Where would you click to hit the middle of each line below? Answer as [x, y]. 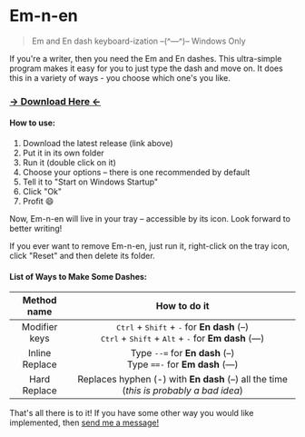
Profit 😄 [38, 202]
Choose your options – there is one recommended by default [136, 173]
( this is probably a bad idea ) [182, 391]
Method [39, 301]
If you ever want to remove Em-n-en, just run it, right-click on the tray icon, [150, 246]
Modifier [39, 327]
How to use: [33, 123]
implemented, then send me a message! [84, 422]
